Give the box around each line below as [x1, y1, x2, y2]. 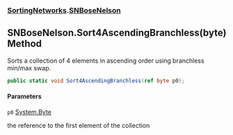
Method [7, 38, 42, 50]
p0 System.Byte [7, 107, 52, 116]
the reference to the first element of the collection [7, 121, 150, 129]
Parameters [7, 93, 42, 101]
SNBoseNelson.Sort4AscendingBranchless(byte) [7, 27, 227, 39]
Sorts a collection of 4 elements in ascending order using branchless [7, 56, 204, 65]
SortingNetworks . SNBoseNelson [7, 6, 121, 15]
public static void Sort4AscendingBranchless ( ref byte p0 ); [7, 77, 186, 84]
